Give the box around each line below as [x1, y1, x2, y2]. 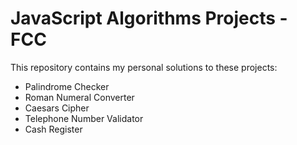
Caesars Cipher [24, 102, 90, 114]
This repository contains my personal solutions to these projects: [10, 61, 278, 73]
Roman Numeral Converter [24, 91, 135, 103]
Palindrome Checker [24, 80, 110, 92]
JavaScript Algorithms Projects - [10, 7, 288, 30]
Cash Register [24, 123, 83, 135]
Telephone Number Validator [24, 112, 144, 124]
